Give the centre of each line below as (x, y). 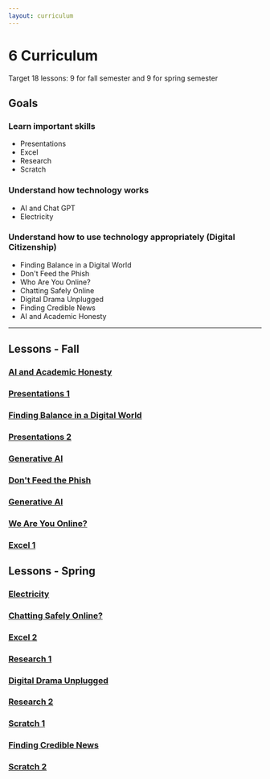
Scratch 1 (27, 723)
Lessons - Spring (52, 571)
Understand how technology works (79, 190)
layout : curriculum (41, 16)
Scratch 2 (28, 767)
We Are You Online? (48, 523)
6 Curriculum (53, 55)
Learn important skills (52, 126)
